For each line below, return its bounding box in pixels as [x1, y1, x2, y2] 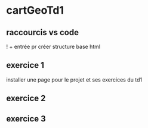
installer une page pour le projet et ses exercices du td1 [6, 76, 142, 83]
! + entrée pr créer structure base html [6, 43, 100, 50]
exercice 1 [6, 60, 45, 70]
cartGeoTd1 [6, 4, 64, 17]
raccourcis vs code [6, 27, 79, 38]
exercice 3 [6, 114, 46, 124]
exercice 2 [6, 93, 46, 104]
